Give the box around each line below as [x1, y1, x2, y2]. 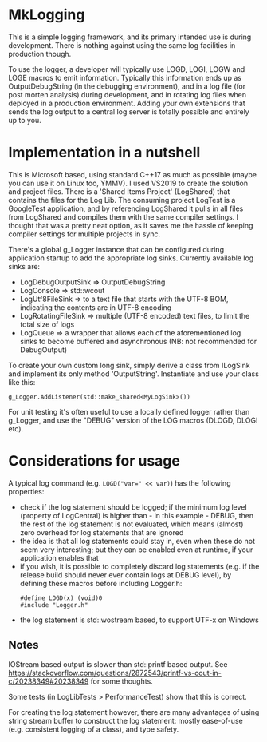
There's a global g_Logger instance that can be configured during [8, 244, 225, 254]
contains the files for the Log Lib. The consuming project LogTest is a [8, 195, 236, 204]
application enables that [19, 553, 100, 562]
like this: [8, 377, 36, 387]
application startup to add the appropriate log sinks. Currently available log [8, 253, 254, 263]
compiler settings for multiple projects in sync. [8, 229, 161, 239]
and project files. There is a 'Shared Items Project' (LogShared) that [8, 186, 230, 196]
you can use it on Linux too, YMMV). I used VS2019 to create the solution [8, 178, 249, 188]
